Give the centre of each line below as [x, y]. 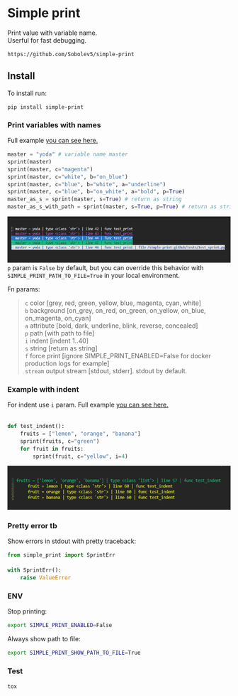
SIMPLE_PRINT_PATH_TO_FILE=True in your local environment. [94, 275]
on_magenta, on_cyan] [58, 318]
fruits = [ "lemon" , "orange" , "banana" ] [80, 434]
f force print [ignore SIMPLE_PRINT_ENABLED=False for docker [118, 355]
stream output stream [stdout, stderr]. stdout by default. [106, 370]
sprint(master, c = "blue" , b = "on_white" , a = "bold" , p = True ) [96, 192]
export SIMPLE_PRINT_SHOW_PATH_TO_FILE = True [74, 653]
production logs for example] [67, 363]
